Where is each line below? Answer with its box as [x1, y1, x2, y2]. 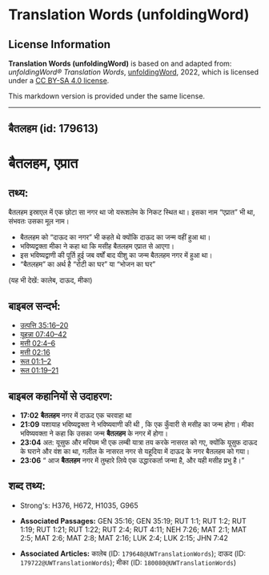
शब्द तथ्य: [8, 479, 46, 493]
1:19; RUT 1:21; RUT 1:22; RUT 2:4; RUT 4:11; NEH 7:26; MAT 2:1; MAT [19, 525, 247, 534]
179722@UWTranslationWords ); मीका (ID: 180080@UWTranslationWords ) [19, 557, 237, 567]
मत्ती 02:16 [19, 348, 50, 357]
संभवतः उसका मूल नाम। [8, 216, 70, 226]
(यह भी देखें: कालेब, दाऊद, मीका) [8, 275, 93, 285]
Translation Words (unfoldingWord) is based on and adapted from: [8, 58, 232, 68]
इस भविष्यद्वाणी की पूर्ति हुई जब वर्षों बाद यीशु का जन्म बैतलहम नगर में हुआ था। [19, 251, 213, 260]
